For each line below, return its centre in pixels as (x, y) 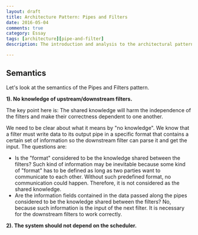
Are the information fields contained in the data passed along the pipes (101, 195)
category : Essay (26, 33)
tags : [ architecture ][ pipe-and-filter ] (55, 39)
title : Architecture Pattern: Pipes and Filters (67, 17)
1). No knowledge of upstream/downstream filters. (69, 99)
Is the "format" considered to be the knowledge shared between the (98, 158)
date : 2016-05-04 (27, 22)
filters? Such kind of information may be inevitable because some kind (100, 164)
